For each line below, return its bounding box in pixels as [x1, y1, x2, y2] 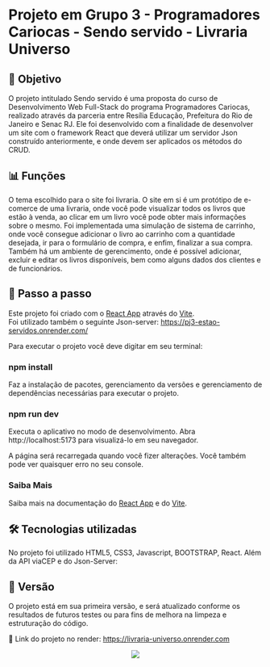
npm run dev [8, 408, 59, 419]
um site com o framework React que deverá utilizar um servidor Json [8, 128, 238, 137]
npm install [8, 361, 53, 372]
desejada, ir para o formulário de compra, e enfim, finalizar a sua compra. [8, 237, 253, 247]
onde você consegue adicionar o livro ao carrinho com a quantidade [8, 229, 235, 239]
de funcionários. [8, 263, 63, 273]
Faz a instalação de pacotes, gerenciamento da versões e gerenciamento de [8, 380, 263, 389]
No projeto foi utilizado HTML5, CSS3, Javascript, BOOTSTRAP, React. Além [8, 547, 262, 558]
